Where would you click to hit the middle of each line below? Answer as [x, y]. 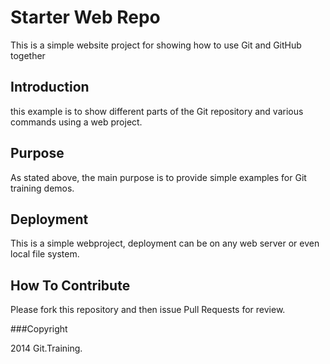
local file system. [45, 254]
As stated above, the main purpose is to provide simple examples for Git [158, 177]
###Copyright [39, 329]
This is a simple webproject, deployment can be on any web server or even [165, 243]
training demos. [42, 188]
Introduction [50, 87]
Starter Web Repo [85, 17]
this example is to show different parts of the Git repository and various [157, 111]
